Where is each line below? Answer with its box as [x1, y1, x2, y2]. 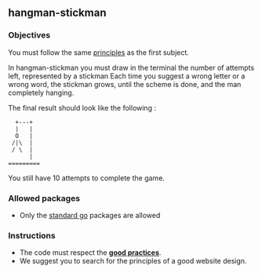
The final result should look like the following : [8, 103, 157, 112]
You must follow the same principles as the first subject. [8, 47, 190, 57]
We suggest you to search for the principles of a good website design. [19, 257, 247, 266]
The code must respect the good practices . [19, 248, 162, 257]
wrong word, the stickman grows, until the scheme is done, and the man [8, 79, 242, 89]
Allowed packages [8, 192, 81, 203]
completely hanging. [8, 88, 75, 97]
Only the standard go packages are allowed [19, 210, 161, 220]
